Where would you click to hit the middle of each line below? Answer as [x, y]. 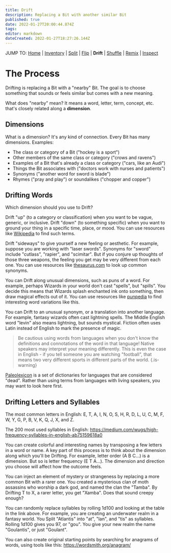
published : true [22, 19]
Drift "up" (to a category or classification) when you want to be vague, [79, 217]
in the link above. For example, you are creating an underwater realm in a [82, 514]
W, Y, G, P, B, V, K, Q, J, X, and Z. [40, 420]
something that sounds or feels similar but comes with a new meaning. [80, 93]
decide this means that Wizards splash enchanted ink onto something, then [84, 291]
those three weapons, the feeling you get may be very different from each [83, 260]
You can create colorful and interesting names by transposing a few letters [84, 445]
